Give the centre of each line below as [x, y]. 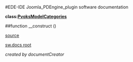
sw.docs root [18, 45]
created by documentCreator [35, 54]
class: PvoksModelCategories [36, 16]
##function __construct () [31, 26]
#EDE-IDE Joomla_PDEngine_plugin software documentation [67, 7]
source [12, 35]
